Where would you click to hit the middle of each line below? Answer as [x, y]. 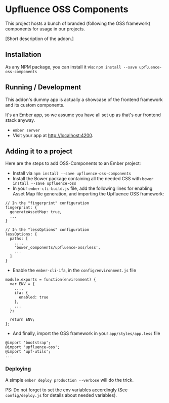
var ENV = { [23, 284]
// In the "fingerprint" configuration [47, 203]
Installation [23, 55]
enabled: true [34, 297]
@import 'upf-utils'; [28, 352]
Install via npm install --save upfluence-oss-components [72, 173]
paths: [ [19, 239]
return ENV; [23, 320]
